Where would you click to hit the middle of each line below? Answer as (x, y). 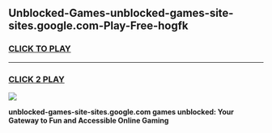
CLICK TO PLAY (40, 49)
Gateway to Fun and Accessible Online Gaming (89, 120)
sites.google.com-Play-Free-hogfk (98, 26)
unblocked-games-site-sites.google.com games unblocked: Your (121, 111)
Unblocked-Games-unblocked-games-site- (121, 13)
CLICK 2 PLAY (36, 79)
